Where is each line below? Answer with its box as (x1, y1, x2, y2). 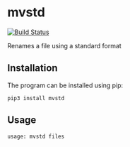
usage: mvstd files (7, 133, 65, 140)
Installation (7, 62, 58, 75)
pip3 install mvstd (7, 94, 65, 102)
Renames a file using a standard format (7, 41, 122, 50)
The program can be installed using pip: (7, 81, 124, 89)
